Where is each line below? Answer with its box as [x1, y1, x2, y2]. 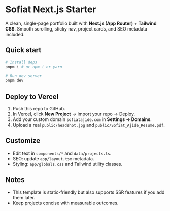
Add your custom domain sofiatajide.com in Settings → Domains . [12, 116, 152, 123]
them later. [12, 194, 36, 200]
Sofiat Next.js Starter [5, 4, 96, 15]
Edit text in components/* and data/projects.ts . [12, 150, 112, 156]
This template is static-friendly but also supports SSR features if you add [12, 189, 165, 195]
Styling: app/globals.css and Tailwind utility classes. [12, 161, 123, 167]
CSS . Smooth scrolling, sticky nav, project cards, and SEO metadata [5, 25, 147, 32]
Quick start [5, 46, 42, 54]
